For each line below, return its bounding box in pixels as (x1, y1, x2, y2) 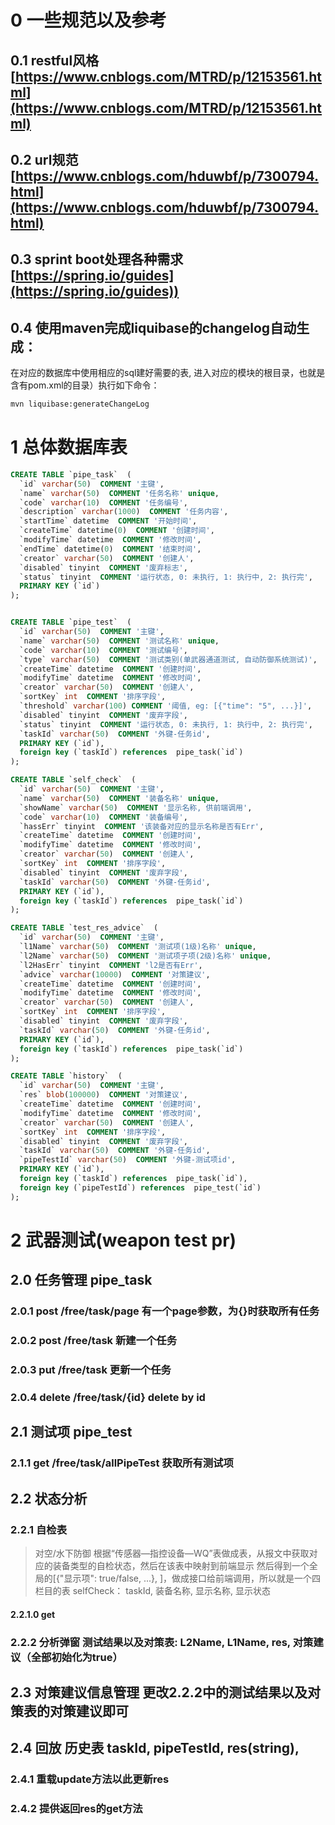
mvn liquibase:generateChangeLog (10, 399, 150, 410)
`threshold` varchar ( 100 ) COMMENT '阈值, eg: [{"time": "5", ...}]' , (19, 701, 313, 711)
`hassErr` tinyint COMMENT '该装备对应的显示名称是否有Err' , (19, 821, 265, 831)
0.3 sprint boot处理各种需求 (10, 251, 184, 268)
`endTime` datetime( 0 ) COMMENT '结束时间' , (19, 544, 202, 554)
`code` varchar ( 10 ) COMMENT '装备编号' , (19, 812, 188, 822)
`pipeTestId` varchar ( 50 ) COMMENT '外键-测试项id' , (19, 1155, 237, 1165)
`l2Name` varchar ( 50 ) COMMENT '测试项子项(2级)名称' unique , (19, 951, 272, 961)
